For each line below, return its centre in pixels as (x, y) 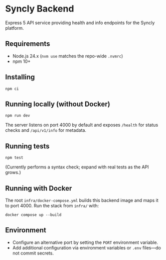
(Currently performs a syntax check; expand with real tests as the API (77, 167)
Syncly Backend (40, 9)
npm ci (12, 89)
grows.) (13, 172)
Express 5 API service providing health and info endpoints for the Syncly (80, 23)
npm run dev (18, 116)
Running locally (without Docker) (58, 104)
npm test (14, 158)
